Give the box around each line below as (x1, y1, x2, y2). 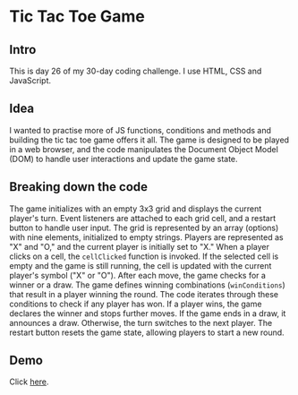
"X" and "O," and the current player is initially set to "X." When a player (9, 241, 270, 252)
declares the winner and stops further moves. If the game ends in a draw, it (9, 307, 286, 319)
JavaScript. (9, 75, 52, 86)
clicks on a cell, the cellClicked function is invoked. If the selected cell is (9, 251, 279, 262)
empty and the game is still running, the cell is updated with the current (9, 260, 272, 270)
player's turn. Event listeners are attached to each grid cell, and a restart (9, 212, 276, 223)
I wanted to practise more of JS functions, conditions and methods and (9, 125, 271, 135)
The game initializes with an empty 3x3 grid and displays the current (9, 203, 262, 214)
